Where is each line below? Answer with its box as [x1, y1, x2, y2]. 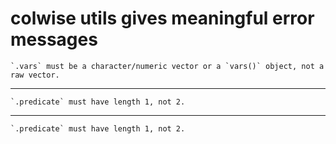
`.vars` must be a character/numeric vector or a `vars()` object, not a [10, 61, 325, 71]
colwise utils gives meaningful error [10, 7, 315, 30]
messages [10, 28, 98, 51]
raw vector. [10, 70, 60, 80]
